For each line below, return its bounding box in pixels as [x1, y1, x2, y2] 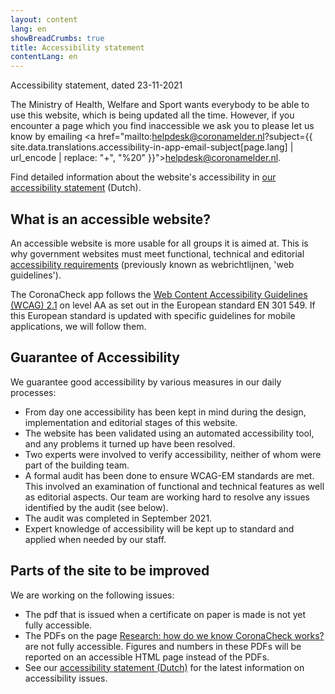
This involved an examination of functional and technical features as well [24, 480, 325, 492]
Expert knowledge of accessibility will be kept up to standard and [24, 522, 295, 535]
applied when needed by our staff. [24, 533, 167, 545]
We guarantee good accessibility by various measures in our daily [10, 376, 282, 388]
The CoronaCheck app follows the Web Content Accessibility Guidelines [10, 288, 308, 300]
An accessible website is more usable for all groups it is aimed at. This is [10, 237, 309, 249]
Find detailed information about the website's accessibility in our [10, 171, 277, 183]
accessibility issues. [24, 672, 108, 684]
